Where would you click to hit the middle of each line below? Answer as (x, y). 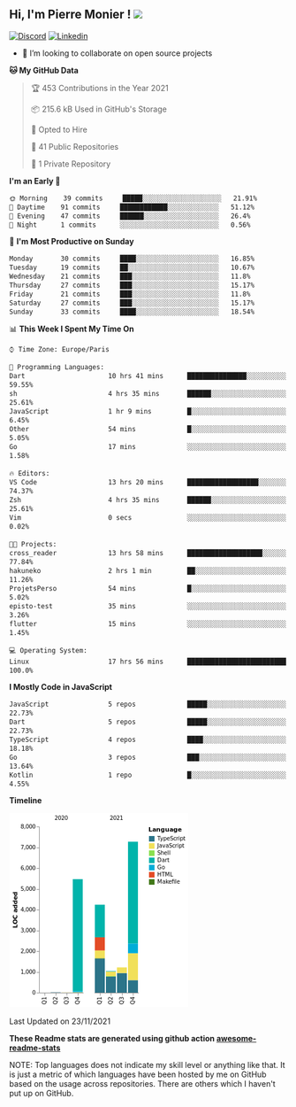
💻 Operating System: (49, 650)
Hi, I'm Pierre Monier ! (70, 15)
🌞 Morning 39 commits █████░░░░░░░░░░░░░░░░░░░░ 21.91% (133, 198)
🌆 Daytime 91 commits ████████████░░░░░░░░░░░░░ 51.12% (132, 207)
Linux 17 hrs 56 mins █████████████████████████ (148, 662)
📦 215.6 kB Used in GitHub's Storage (99, 109)
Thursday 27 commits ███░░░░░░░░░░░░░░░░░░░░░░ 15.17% (132, 285)
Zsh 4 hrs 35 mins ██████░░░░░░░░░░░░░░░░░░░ (148, 499)
